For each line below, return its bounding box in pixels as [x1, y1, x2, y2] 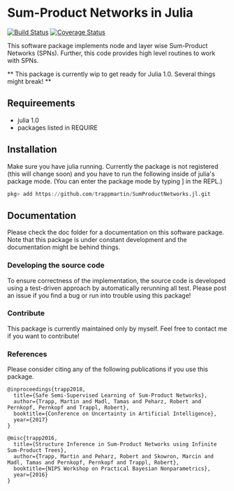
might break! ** [7, 77, 52, 85]
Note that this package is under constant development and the [7, 236, 187, 244]
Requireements [7, 98, 75, 109]
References [7, 349, 47, 358]
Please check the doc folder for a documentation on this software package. [7, 228, 225, 236]
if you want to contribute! [7, 331, 80, 340]
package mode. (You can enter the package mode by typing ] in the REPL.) [7, 176, 223, 186]
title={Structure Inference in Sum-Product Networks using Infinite [13, 441, 217, 448]
